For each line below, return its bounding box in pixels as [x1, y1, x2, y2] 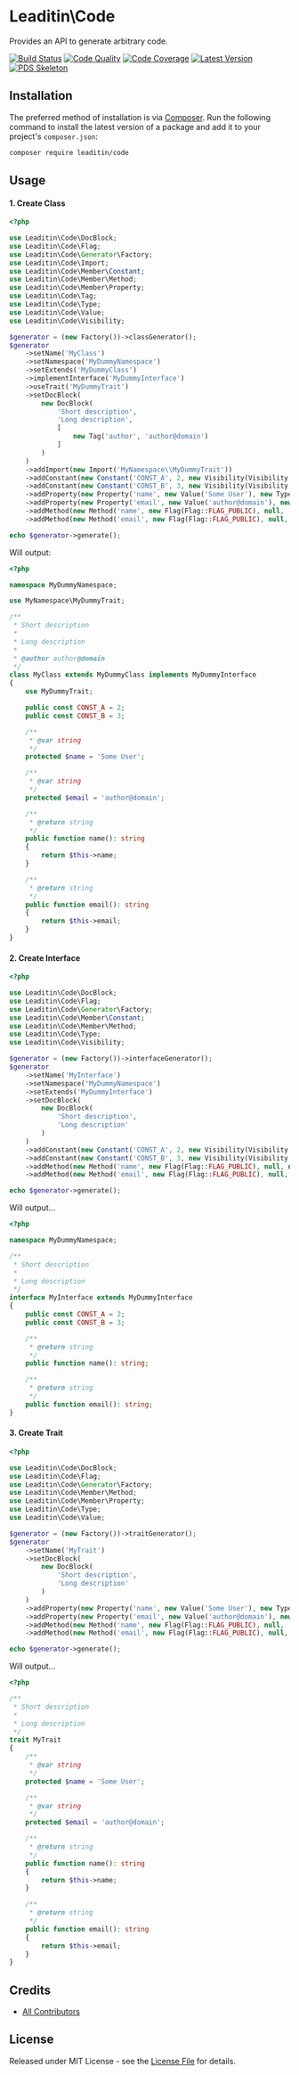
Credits [9, 1982, 52, 1997]
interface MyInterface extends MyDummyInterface [9, 1293, 193, 1302]
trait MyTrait [9, 1735, 62, 1744]
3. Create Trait [9, 1428, 64, 1439]
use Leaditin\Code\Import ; [9, 258, 109, 267]
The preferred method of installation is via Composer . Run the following [9, 111, 271, 122]
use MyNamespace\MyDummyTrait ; [9, 596, 125, 605]
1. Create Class [9, 198, 66, 209]
